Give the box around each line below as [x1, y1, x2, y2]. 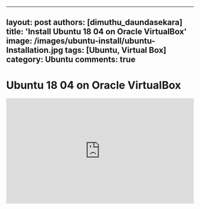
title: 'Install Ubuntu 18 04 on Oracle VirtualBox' [6, 27, 187, 37]
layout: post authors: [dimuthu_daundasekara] [6, 17, 183, 27]
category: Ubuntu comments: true [6, 55, 136, 65]
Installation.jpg [6, 45, 64, 55]
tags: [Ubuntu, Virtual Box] [64, 45, 167, 55]
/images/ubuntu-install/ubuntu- [33, 36, 156, 46]
